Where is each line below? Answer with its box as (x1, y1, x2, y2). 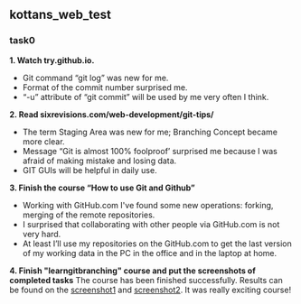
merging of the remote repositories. (22, 209, 155, 220)
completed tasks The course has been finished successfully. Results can (9, 274, 283, 285)
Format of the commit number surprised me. (22, 81, 188, 93)
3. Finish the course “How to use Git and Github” (9, 182, 196, 193)
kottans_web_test (9, 7, 111, 23)
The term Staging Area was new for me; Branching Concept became (22, 126, 278, 137)
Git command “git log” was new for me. (22, 72, 169, 83)
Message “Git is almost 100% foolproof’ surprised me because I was (22, 145, 278, 156)
